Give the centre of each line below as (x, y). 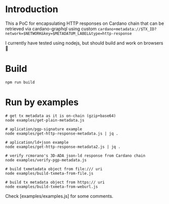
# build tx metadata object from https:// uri (55, 182)
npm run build (20, 82)
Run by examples (42, 103)
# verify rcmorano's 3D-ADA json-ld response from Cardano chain (75, 155)
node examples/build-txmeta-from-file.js (49, 173)
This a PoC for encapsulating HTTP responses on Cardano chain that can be (85, 23)
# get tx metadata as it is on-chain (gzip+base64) (61, 116)
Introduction (32, 9)
